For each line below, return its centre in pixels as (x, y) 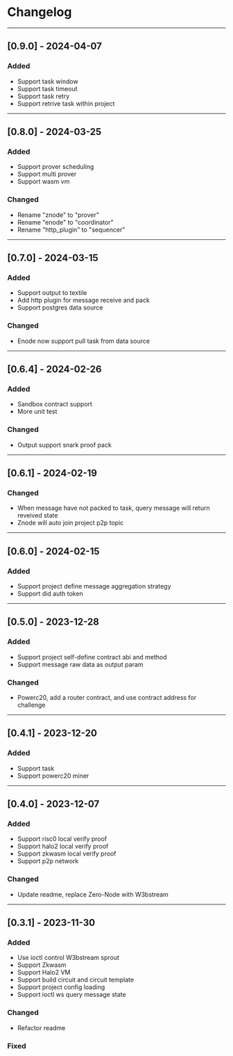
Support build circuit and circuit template (75, 980)
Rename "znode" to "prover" (58, 215)
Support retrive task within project (66, 103)
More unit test (37, 412)
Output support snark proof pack (64, 445)
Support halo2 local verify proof (63, 847)
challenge (31, 705)
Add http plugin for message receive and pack (84, 301)
